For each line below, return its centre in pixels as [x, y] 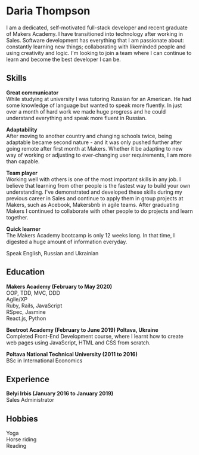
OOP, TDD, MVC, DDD [33, 293]
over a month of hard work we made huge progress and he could [86, 111]
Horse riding [21, 439]
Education [26, 272]
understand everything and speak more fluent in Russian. [77, 118]
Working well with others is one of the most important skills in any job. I [94, 179]
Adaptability [22, 129]
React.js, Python [26, 318]
